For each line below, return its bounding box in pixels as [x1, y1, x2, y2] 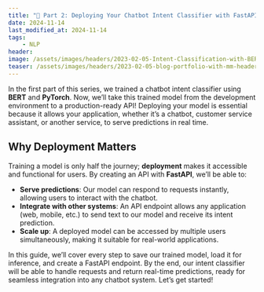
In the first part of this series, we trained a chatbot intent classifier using [8, 84, 241, 93]
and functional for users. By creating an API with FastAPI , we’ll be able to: [8, 170, 247, 179]
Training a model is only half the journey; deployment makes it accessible [8, 161, 247, 170]
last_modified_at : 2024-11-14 [8, 26, 108, 34]
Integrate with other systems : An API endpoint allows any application [19, 201, 246, 210]
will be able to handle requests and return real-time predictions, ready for [8, 266, 246, 276]
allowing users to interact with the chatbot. [19, 193, 159, 203]
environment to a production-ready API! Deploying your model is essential [8, 100, 247, 110]
